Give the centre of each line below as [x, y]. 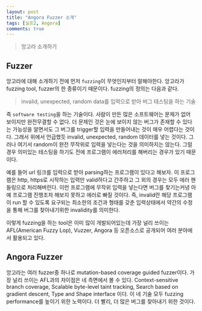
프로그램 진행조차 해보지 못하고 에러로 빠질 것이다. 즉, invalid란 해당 [92, 195]
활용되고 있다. [29, 238]
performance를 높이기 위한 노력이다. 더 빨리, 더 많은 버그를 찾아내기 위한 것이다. [101, 301]
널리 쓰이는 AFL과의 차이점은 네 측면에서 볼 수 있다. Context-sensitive [95, 280]
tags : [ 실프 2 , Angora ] [33, 23]
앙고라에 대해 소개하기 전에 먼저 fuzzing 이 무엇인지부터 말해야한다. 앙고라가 [96, 81]
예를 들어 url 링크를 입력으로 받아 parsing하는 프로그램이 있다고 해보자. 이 [93, 172]
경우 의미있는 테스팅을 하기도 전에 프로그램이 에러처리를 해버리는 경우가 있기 [96, 152]
